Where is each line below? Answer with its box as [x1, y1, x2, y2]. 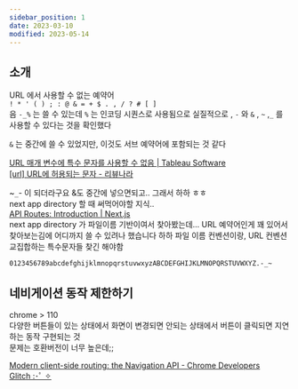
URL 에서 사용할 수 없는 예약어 [9, 90, 115, 100]
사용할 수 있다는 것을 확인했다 [9, 120, 112, 131]
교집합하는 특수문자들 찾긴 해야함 [9, 242, 125, 252]
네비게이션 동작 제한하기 [9, 285, 133, 300]
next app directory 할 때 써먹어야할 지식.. [9, 199, 155, 210]
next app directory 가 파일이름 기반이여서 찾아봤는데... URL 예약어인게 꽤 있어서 [9, 219, 288, 230]
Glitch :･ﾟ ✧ [9, 370, 52, 381]
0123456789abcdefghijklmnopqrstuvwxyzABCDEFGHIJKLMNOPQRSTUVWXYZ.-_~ [9, 259, 273, 268]
